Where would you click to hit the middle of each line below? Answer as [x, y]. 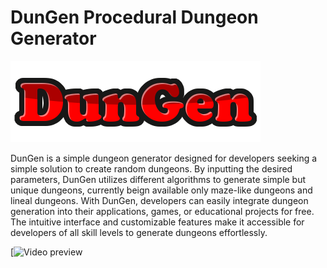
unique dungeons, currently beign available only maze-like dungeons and [161, 190]
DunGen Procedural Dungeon [134, 17]
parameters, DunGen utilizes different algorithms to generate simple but [158, 179]
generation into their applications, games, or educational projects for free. [162, 211]
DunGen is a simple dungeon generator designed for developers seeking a [164, 158]
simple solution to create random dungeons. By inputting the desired [151, 168]
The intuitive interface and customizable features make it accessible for [157, 222]
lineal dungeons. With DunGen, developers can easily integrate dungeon [159, 200]
